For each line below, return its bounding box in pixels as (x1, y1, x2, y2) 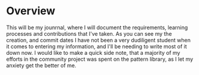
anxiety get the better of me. (6, 61, 76, 69)
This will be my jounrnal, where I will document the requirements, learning (6, 24, 188, 31)
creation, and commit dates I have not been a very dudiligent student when (6, 36, 191, 43)
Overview (6, 4, 56, 18)
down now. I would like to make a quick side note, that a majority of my (6, 49, 180, 56)
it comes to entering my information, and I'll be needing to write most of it (6, 43, 187, 50)
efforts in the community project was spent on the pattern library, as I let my (6, 55, 194, 62)
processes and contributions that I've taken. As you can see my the (6, 30, 172, 37)
